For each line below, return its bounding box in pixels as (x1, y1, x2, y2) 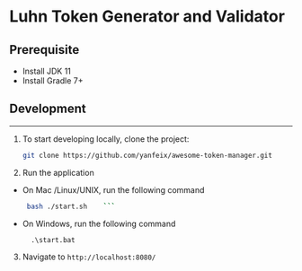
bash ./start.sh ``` (26, 202, 116, 211)
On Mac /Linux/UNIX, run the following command (22, 184, 205, 195)
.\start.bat (31, 235, 75, 244)
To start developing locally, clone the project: (22, 133, 190, 144)
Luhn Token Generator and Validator (9, 6, 286, 27)
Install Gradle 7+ (22, 75, 84, 86)
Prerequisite (9, 42, 80, 57)
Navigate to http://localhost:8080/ (22, 251, 156, 262)
